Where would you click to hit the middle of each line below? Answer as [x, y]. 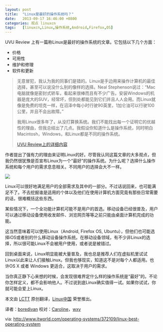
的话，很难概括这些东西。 [31, 199]
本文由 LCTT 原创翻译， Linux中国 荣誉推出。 [50, 299]
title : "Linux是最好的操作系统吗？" [40, 14]
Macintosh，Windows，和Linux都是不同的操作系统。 [70, 134]
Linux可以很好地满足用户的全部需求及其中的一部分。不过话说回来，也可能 [78, 186]
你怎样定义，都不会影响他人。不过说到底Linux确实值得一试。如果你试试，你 [81, 282]
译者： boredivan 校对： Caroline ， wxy [43, 309]
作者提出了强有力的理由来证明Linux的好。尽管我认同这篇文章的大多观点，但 [81, 155]
